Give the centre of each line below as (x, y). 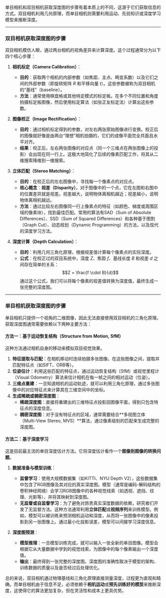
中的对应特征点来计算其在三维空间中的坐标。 (62, 389)
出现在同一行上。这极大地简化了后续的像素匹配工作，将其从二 (96, 154)
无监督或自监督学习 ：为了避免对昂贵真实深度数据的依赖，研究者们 (87, 503)
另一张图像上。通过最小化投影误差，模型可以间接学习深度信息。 (93, 522)
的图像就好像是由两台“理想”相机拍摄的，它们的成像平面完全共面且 (86, 136)
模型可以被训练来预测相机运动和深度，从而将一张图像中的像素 (91, 515)
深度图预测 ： (25, 532)
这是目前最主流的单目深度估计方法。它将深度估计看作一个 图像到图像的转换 (81, 451)
